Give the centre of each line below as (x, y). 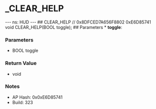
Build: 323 (23, 102)
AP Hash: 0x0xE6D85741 (37, 97)
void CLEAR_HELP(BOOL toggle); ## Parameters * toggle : (64, 27)
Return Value (21, 63)
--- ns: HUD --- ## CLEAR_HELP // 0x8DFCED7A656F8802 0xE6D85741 (78, 22)
